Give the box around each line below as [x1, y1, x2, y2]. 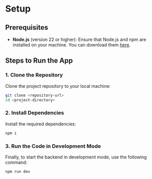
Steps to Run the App [5, 56, 73, 65]
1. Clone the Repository [5, 72, 63, 79]
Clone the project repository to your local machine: [5, 83, 111, 89]
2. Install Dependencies [5, 109, 64, 116]
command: [5, 159, 28, 165]
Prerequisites [5, 23, 48, 32]
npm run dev [5, 169, 30, 174]
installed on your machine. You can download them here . [12, 42, 131, 48]
